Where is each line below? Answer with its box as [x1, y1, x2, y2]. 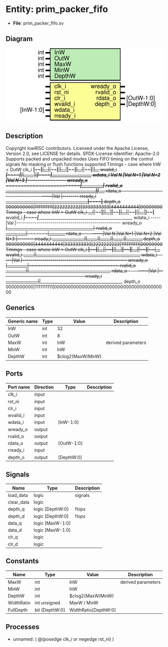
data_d [7, 527, 22, 533]
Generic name [7, 318, 38, 325]
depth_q [7, 506, 25, 512]
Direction [34, 384, 54, 390]
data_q [7, 520, 22, 526]
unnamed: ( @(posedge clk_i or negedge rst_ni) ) [12, 636, 114, 642]
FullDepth [7, 607, 28, 613]
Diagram [5, 35, 33, 43]
